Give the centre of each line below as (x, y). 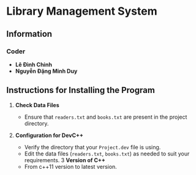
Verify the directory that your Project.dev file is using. (92, 147)
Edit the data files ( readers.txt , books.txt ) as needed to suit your (107, 154)
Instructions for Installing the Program (81, 90)
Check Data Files (37, 105)
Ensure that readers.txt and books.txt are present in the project (106, 117)
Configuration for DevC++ (49, 135)
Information (29, 34)
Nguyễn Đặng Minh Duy (46, 71)
